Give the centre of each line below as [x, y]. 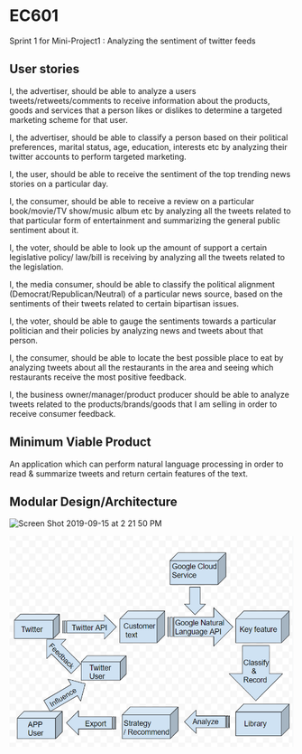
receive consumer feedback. [63, 413]
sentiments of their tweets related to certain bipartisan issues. [124, 303]
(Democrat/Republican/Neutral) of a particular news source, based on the [146, 294]
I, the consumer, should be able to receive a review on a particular [132, 201]
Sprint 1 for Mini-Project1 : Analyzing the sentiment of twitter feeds [133, 41]
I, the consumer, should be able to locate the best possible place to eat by [146, 357]
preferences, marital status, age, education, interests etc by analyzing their [148, 146]
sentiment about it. [44, 230]
